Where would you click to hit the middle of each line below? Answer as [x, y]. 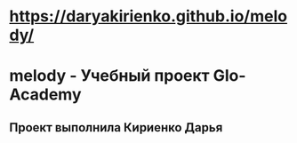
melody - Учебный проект [110, 76]
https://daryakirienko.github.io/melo [148, 16]
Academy [45, 95]
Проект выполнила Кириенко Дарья [116, 127]
